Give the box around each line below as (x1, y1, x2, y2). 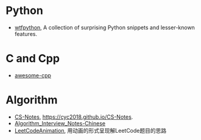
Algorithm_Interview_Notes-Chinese (14, 119, 106, 127)
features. (14, 30, 38, 37)
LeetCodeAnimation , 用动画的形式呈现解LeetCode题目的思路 (14, 127, 167, 134)
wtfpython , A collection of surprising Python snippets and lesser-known (14, 24, 196, 31)
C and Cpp (5, 52, 60, 66)
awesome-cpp (14, 71, 51, 79)
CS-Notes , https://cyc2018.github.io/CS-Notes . (14, 113, 133, 121)
